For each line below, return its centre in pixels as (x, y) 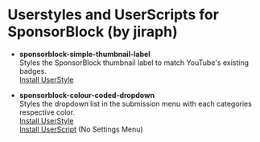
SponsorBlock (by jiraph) (93, 32)
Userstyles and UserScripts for (113, 15)
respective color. (47, 112)
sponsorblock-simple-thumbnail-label (85, 54)
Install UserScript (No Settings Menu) (81, 129)
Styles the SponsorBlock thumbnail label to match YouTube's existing (134, 63)
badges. (33, 71)
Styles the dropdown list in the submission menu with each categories (136, 103)
